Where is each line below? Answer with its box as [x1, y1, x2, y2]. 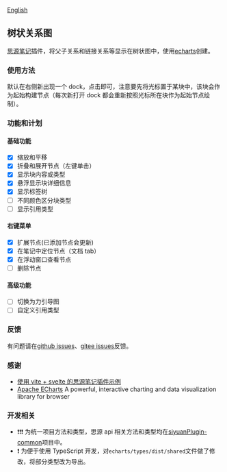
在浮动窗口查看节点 [16, 256, 72, 263]
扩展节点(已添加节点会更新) [16, 238, 94, 246]
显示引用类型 [16, 205, 53, 213]
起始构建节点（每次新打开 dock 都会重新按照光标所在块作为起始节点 [12, 91, 204, 99]
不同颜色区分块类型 [16, 196, 72, 204]
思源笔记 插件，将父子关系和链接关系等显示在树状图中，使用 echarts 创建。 [7, 47, 214, 55]
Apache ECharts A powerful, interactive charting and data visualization [16, 385, 217, 393]
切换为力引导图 [16, 297, 59, 306]
